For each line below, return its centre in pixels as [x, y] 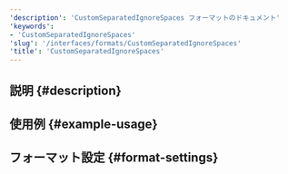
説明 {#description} [66, 90]
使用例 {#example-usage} [84, 124]
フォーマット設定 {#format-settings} [114, 158]
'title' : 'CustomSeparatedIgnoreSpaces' [87, 52]
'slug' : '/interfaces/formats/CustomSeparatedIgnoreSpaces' [126, 43]
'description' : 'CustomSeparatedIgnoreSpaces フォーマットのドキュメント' [145, 18]
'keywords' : [32, 26]
